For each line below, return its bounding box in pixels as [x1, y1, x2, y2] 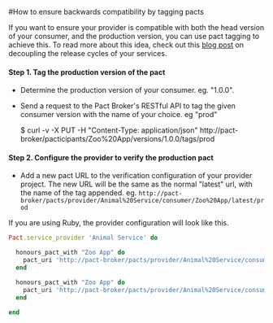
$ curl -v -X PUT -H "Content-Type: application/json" [19, 125, 198, 135]
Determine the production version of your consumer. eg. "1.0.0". [19, 85, 235, 95]
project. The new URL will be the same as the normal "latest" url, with [19, 179, 253, 190]
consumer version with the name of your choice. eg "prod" [19, 110, 218, 120]
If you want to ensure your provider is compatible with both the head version [8, 23, 265, 32]
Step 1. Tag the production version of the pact [8, 67, 166, 76]
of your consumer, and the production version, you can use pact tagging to [8, 32, 260, 41]
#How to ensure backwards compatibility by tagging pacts [8, 7, 205, 16]
